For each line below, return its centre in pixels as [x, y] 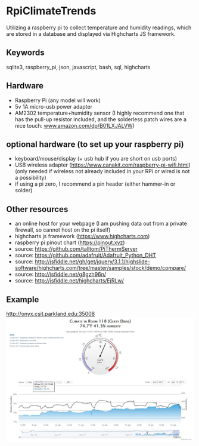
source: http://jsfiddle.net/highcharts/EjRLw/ [69, 281]
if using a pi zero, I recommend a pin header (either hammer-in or [95, 184]
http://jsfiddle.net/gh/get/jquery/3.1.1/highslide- [92, 262]
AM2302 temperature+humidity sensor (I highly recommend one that [99, 113]
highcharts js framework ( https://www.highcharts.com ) [82, 236]
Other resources [37, 209]
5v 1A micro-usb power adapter [53, 106]
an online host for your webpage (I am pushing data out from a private [101, 224]
